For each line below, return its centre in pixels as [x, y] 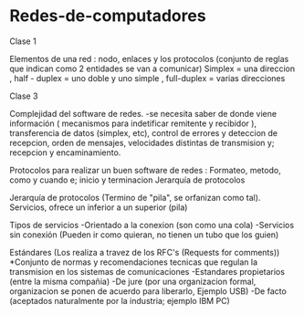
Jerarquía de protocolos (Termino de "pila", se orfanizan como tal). [135, 197]
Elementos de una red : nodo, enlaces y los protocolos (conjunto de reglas [149, 58]
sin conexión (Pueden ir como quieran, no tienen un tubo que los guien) [144, 235]
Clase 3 [24, 96]
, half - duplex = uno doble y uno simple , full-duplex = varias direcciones [147, 78]
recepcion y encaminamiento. [65, 152]
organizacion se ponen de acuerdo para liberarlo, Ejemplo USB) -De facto [148, 291]
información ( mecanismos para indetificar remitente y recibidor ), [133, 123]
